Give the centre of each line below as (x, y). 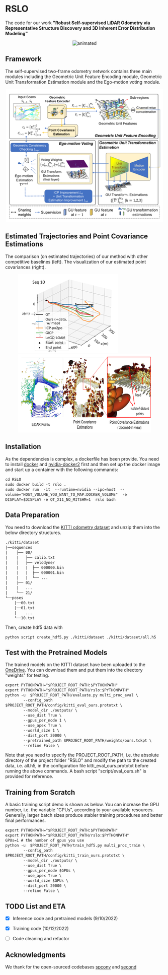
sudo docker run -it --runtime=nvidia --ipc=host (60, 489)
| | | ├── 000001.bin (35, 572)
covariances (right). (26, 267)
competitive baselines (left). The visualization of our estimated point (76, 262)
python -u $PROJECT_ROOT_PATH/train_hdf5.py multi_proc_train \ (75, 846)
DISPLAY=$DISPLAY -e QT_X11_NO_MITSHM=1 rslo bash (60, 499)
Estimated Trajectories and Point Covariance (77, 237)
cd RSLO (13, 479)
